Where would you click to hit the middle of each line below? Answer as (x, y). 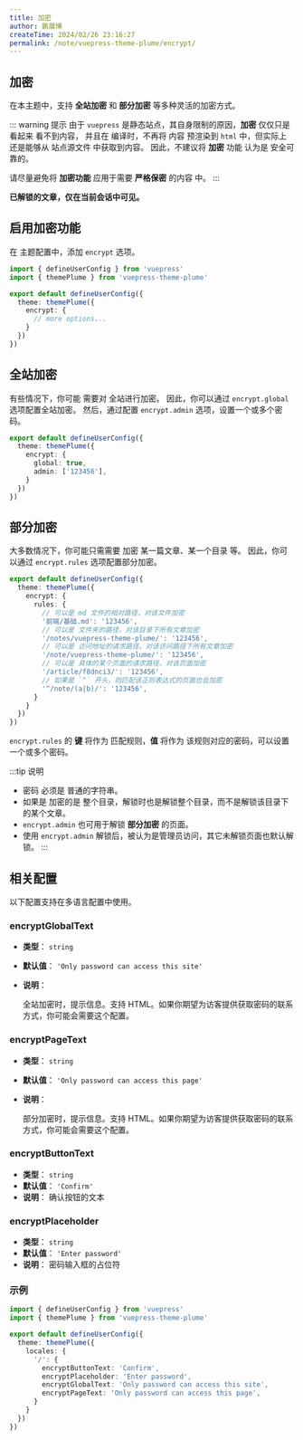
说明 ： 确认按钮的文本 (63, 1197)
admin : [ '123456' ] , (70, 472)
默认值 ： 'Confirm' (58, 1186)
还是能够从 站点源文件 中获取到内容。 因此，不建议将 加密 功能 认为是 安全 (148, 148)
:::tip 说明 (27, 771)
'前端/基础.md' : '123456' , (90, 621)
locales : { (46, 1351)
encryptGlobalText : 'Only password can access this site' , (156, 1385)
